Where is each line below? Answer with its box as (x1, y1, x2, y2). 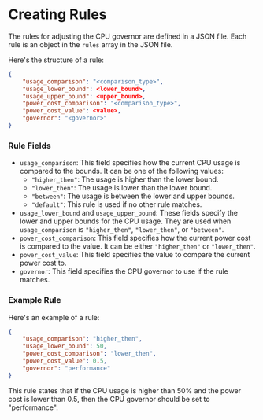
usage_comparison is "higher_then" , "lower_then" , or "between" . (19, 225, 224, 234)
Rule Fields (8, 140, 51, 151)
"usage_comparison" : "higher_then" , (22, 335, 143, 343)
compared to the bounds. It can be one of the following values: (19, 167, 224, 176)
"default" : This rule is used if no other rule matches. (31, 200, 202, 209)
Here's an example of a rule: (8, 312, 100, 322)
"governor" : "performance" (22, 364, 111, 372)
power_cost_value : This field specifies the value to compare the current (19, 250, 250, 260)
